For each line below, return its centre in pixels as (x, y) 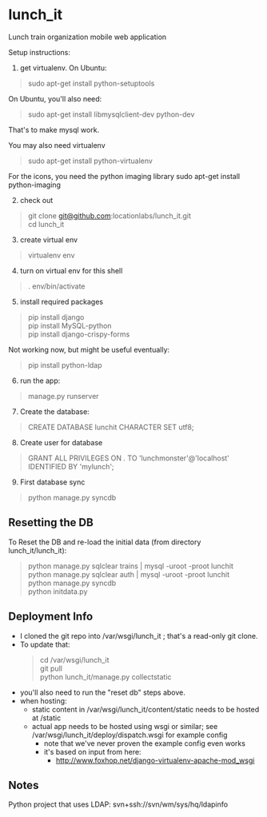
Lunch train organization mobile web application (88, 37)
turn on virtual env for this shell (71, 270)
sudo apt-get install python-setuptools (91, 83)
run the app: (40, 381)
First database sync (52, 482)
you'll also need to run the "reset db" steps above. (102, 692)
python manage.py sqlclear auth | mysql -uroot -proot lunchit (129, 574)
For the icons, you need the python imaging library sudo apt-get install (124, 176)
